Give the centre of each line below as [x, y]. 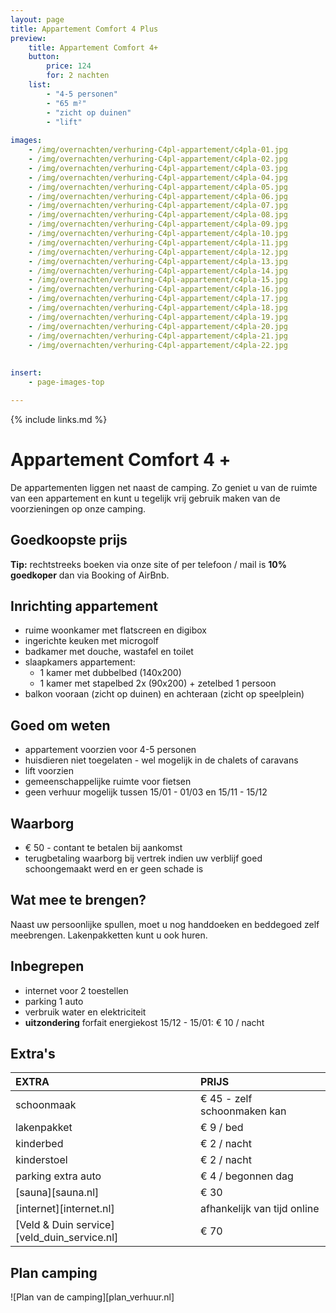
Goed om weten [60, 725]
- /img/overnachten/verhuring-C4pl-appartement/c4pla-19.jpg [158, 317]
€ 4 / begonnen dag [246, 1176]
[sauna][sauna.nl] [57, 1193]
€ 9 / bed [221, 1128]
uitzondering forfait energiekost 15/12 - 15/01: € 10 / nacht [144, 1022]
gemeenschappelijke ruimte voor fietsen [108, 782]
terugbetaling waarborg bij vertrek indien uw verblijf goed [143, 858]
